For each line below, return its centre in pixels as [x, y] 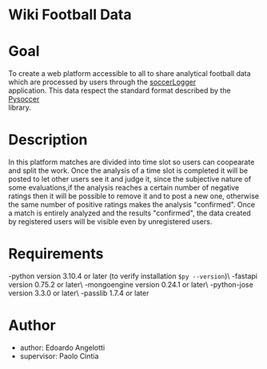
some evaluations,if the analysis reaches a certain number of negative [124, 188]
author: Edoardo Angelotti [62, 347]
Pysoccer [24, 99]
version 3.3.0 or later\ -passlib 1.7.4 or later [79, 293]
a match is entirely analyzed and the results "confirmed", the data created [130, 213]
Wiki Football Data [70, 15]
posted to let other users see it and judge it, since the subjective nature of [130, 179]
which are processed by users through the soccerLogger [102, 82]
